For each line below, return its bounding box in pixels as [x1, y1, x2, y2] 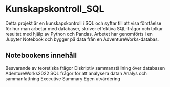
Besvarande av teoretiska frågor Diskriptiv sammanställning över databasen [5, 64, 165, 71]
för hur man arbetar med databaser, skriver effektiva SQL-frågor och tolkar [5, 25, 163, 31]
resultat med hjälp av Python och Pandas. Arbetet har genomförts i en [5, 31, 153, 37]
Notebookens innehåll [5, 51, 77, 60]
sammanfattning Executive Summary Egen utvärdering [5, 75, 120, 82]
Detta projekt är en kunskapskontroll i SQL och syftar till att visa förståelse [5, 20, 162, 26]
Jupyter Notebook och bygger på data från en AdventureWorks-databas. [5, 36, 159, 42]
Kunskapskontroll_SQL [5, 3, 104, 15]
